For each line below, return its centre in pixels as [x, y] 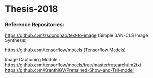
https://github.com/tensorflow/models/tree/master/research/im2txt [73, 65]
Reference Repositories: [35, 25]
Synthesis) [16, 40]
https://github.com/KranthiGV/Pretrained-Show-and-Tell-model [70, 70]
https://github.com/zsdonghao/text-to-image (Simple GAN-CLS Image [76, 35]
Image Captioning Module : [33, 60]
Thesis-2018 [32, 9]
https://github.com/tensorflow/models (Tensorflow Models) [65, 50]
